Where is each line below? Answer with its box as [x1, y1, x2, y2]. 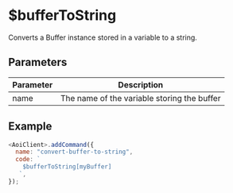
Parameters [8, 56, 68, 69]
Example [8, 120, 52, 133]
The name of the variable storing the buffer [60, 92, 221, 103]
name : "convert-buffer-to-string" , [15, 148, 134, 156]
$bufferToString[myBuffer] [22, 163, 112, 171]
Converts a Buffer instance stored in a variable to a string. [8, 33, 197, 42]
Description [118, 79, 164, 90]
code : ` [15, 156, 41, 164]
